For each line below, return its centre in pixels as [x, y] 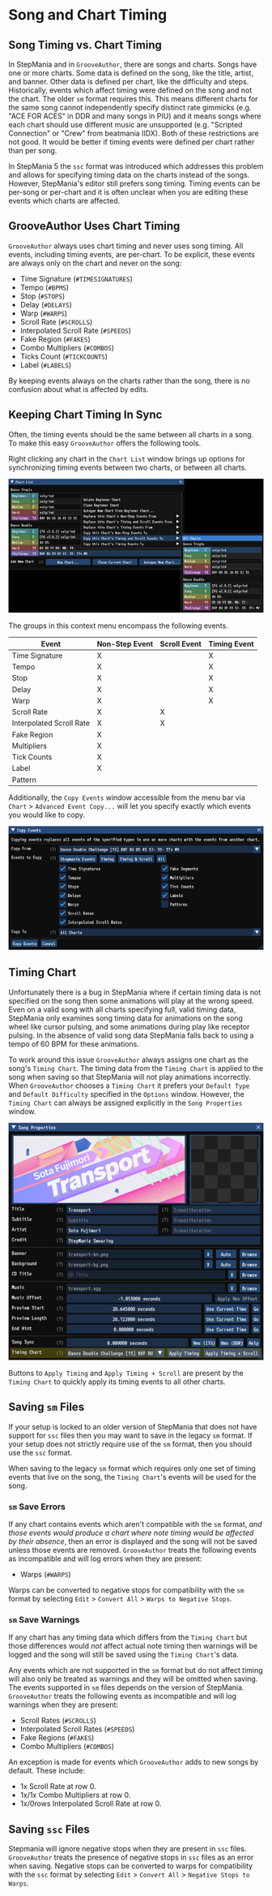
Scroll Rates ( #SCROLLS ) [58, 1721]
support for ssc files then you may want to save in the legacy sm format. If [130, 1435]
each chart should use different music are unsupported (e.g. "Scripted [125, 125]
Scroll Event [181, 643]
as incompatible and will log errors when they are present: [105, 1559]
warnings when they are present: [64, 1705]
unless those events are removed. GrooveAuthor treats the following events [132, 1550]
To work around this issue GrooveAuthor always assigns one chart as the [129, 1060]
